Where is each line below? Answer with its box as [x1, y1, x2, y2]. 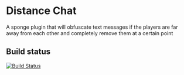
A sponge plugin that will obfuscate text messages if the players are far [6, 23, 178, 30]
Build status [6, 47, 51, 57]
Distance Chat [6, 4, 77, 18]
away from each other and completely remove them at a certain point [6, 29, 173, 36]
